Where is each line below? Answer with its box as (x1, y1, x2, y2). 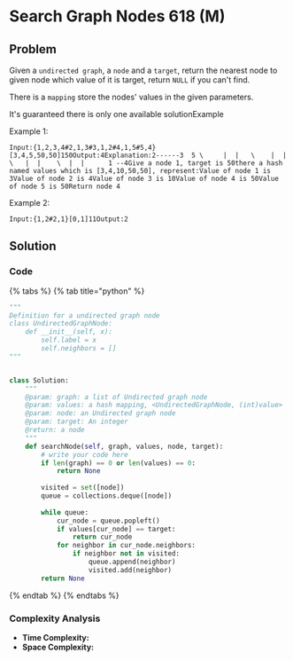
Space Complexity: (21, 641, 95, 652)
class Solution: (9, 375, 69, 385)
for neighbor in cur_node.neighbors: (56, 541, 197, 550)
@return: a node (25, 426, 86, 435)
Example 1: (9, 126, 49, 137)
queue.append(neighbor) (88, 557, 176, 567)
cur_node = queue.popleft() (56, 516, 161, 525)
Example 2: (9, 198, 50, 208)
